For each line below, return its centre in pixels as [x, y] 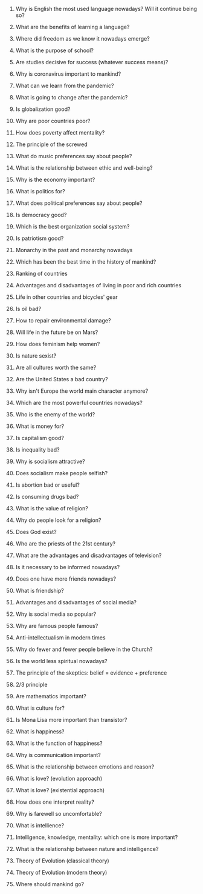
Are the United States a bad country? [62, 379]
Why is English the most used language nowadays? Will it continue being [106, 9]
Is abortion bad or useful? [48, 485]
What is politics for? [40, 191]
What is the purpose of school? [55, 50]
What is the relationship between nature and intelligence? [87, 849]
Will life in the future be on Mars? [57, 332]
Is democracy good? [41, 215]
